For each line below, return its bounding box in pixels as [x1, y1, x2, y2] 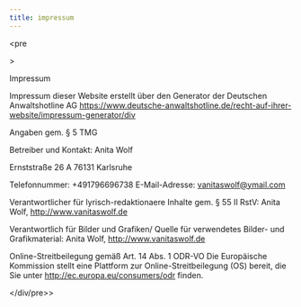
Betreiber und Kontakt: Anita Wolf [9, 144, 133, 155]
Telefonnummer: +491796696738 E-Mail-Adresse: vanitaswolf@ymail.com [9, 179, 286, 190]
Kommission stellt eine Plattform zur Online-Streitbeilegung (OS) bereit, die [9, 260, 287, 271]
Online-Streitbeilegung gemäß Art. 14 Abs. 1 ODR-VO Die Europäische [9, 250, 268, 261]
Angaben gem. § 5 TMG [9, 127, 98, 138]
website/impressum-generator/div [9, 109, 137, 120]
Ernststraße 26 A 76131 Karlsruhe [9, 161, 133, 172]
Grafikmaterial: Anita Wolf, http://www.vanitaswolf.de [9, 233, 206, 244]
